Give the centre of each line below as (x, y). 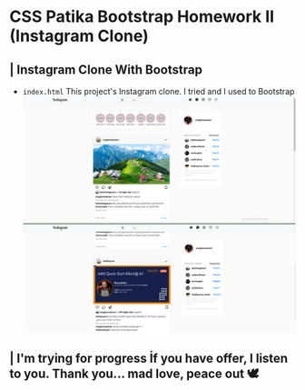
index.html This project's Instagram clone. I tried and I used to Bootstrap (158, 91)
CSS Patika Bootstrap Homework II (142, 17)
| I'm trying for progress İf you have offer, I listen (149, 359)
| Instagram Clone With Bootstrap (106, 70)
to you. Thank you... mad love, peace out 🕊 (134, 374)
